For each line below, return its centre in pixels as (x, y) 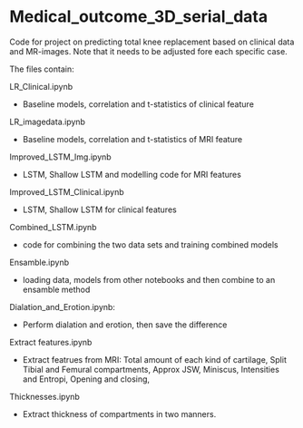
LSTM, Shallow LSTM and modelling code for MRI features (132, 174)
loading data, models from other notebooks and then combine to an (149, 279)
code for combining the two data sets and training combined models (150, 244)
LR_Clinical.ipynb (41, 86)
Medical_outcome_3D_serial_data (139, 17)
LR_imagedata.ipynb (48, 122)
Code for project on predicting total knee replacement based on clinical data (152, 42)
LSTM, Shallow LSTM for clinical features (99, 209)
